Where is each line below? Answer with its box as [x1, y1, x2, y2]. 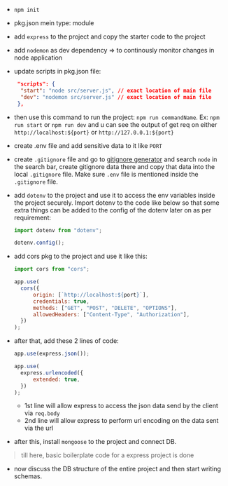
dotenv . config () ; [13, 239, 65, 247]
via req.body [24, 409, 60, 417]
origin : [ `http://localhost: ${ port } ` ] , [32, 291, 149, 298]
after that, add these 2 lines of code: [13, 337, 119, 345]
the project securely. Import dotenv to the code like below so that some [13, 198, 220, 207]
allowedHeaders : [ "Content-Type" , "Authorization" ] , [32, 311, 190, 318]
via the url [24, 424, 54, 433]
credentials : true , [32, 297, 90, 305]
